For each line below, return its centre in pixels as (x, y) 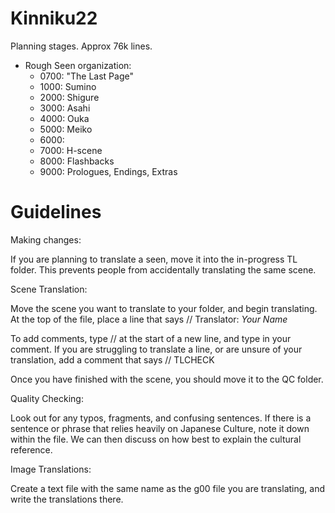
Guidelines (56, 212)
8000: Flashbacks (77, 161)
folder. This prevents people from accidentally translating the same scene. (163, 269)
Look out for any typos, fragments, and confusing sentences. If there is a (161, 418)
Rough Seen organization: (78, 65)
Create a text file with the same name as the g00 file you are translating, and (167, 488)
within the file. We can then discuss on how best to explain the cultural (156, 439)
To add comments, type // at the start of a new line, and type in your (151, 338)
